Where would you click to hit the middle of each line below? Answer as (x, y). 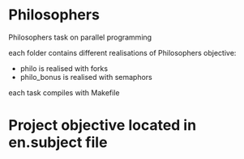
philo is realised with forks (64, 68)
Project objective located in (103, 126)
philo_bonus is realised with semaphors (86, 77)
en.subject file (58, 142)
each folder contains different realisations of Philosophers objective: (122, 52)
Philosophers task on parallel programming (80, 37)
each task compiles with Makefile (64, 92)
